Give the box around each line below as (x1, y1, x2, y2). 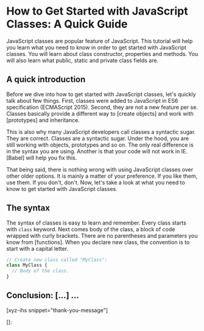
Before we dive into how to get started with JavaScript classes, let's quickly (6, 90, 196, 98)
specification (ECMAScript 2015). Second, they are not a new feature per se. (6, 103, 198, 111)
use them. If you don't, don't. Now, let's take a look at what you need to (6, 178, 186, 186)
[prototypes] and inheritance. (6, 116, 80, 124)
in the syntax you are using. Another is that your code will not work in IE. (6, 147, 188, 155)
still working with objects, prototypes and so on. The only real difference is (6, 141, 194, 148)
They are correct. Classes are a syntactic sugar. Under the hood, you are (6, 134, 189, 142)
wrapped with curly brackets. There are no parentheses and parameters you (6, 232, 198, 239)
